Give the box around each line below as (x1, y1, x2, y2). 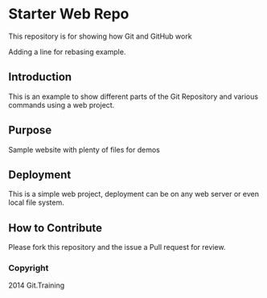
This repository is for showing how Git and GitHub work (8, 31, 192, 41)
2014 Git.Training (8, 280, 65, 290)
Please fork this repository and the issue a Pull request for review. (8, 243, 226, 252)
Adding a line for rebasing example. (8, 47, 126, 56)
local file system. (8, 198, 64, 207)
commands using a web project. (8, 100, 115, 109)
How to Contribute (8, 221, 103, 235)
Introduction (8, 70, 72, 84)
